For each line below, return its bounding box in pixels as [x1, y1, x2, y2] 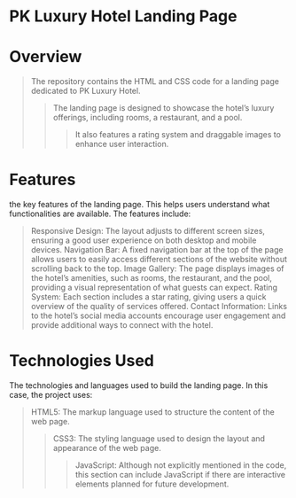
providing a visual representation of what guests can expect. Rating [30, 282, 277, 293]
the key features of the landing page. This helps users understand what [9, 199, 270, 210]
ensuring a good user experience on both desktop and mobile [30, 235, 257, 245]
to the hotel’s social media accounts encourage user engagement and [30, 310, 286, 321]
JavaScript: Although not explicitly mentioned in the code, [74, 460, 287, 471]
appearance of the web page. [52, 443, 161, 453]
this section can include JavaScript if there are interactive [74, 470, 286, 479]
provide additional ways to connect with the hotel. [30, 320, 214, 331]
